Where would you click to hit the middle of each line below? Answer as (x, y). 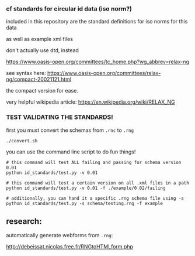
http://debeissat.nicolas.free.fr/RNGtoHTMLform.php (69, 247)
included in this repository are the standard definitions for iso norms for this (97, 22)
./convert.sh (22, 141)
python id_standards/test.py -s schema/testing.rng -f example (85, 203)
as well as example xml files (39, 39)
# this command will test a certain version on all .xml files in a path (98, 183)
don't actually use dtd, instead (42, 50)
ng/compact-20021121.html (39, 79)
